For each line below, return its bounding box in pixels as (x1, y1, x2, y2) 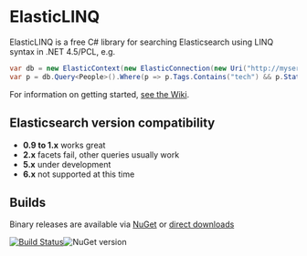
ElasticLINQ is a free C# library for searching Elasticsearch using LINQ (9, 36, 274, 47)
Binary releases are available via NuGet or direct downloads (9, 219, 235, 230)
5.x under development (22, 159, 111, 169)
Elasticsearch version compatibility (9, 116, 216, 131)
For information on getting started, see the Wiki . (9, 88, 190, 99)
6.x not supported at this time (22, 169, 135, 179)
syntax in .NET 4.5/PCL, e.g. (9, 46, 116, 56)
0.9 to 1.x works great (22, 139, 106, 150)
